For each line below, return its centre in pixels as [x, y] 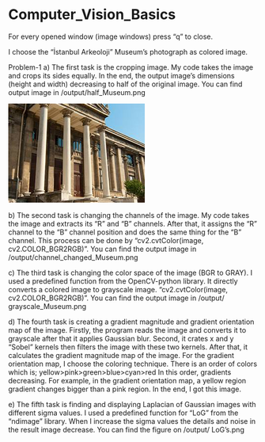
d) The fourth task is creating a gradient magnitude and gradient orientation [131, 322]
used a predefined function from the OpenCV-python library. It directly [123, 281]
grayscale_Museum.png [47, 306]
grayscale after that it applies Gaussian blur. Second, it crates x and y [121, 338]
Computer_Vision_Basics [92, 15]
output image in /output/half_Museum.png [77, 92]
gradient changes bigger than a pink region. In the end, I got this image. [125, 389]
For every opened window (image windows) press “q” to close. [111, 36]
